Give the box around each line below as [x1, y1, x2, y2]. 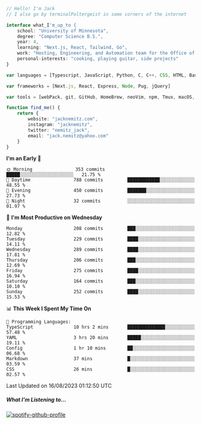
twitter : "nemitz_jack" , [28, 127, 90, 133]
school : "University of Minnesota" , [17, 28, 109, 34]
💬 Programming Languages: [6, 319, 71, 325]
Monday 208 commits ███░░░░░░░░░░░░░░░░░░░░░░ [6, 226, 195, 232]
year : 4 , [17, 39, 39, 45]
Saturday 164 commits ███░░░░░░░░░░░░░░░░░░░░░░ [6, 278, 195, 284]
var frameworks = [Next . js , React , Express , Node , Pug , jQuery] [6, 83, 171, 89]
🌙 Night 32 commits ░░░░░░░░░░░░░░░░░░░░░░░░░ [6, 198, 195, 204]
